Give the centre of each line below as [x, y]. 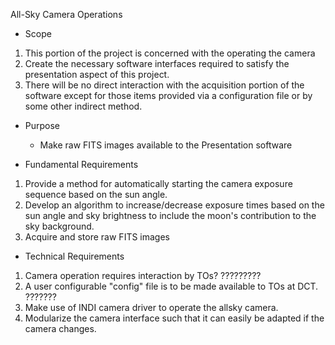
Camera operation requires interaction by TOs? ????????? [143, 275]
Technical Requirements [74, 256]
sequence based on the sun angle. [96, 194]
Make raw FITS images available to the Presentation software [166, 145]
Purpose [42, 125]
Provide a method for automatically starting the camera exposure [158, 183]
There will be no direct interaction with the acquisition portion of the [164, 85]
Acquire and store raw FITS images [97, 237]
